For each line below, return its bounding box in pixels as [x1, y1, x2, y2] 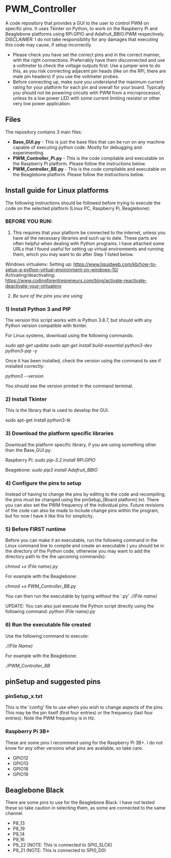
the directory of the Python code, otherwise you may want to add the [5, 548, 151, 554]
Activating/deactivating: [5, 272, 56, 278]
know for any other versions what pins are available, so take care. [5, 745, 143, 751]
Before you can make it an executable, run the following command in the [5, 537, 158, 543]
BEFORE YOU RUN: [5, 218, 53, 225]
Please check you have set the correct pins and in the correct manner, [12, 52, 161, 58]
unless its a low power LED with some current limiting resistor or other [12, 95, 160, 101]
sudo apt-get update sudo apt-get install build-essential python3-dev [5, 342, 152, 349]
